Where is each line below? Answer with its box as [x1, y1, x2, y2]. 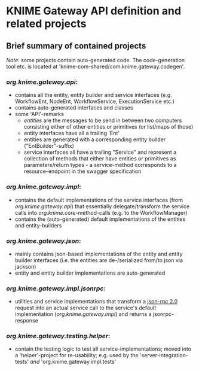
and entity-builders [14, 221, 62, 229]
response [14, 317, 39, 324]
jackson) [14, 263, 36, 270]
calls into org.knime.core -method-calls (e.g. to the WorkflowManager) [14, 209, 188, 216]
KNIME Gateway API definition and [6, 4, 181, 18]
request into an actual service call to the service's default [14, 304, 157, 312]
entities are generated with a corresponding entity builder [23, 136, 166, 143]
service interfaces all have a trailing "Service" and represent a [23, 148, 177, 156]
